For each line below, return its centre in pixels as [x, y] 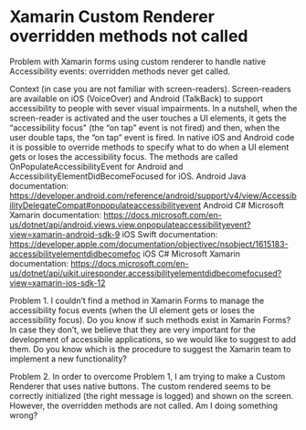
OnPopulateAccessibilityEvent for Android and [96, 166]
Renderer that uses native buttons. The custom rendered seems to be [140, 386]
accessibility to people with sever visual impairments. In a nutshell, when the [153, 108]
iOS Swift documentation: [170, 234]
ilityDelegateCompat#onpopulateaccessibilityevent [106, 205]
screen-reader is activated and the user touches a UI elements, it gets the [148, 118]
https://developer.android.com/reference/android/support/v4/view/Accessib [153, 195]
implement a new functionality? [69, 359]
